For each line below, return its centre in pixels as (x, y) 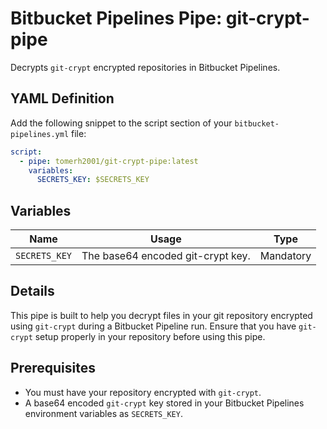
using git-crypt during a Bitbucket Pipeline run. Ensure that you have (153, 326)
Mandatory (285, 256)
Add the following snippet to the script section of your (121, 123)
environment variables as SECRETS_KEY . (103, 413)
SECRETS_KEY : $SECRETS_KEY (93, 180)
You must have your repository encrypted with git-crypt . (143, 392)
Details (32, 291)
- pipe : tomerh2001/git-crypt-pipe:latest (109, 161)
